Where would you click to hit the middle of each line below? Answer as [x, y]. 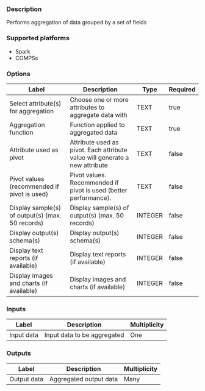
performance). [91, 198]
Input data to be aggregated [84, 335]
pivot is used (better [99, 190]
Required [182, 89]
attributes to [87, 107]
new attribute [89, 165]
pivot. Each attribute [99, 150]
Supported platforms [38, 38]
